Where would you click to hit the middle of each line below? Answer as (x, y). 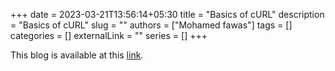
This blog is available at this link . (77, 55)
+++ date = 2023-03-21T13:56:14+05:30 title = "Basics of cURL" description (167, 14)
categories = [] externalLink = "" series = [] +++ (109, 35)
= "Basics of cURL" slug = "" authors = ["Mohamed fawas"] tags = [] (151, 25)
